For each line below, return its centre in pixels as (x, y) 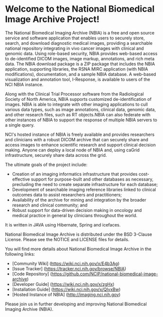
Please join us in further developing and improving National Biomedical (76, 304)
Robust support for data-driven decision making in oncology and (77, 210)
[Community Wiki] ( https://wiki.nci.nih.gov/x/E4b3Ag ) (66, 263)
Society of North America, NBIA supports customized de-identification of (78, 99)
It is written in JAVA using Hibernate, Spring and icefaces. (63, 224)
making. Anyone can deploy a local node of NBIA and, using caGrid (72, 150)
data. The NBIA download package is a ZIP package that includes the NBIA (80, 64)
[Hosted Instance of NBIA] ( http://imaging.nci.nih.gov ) (66, 294)
